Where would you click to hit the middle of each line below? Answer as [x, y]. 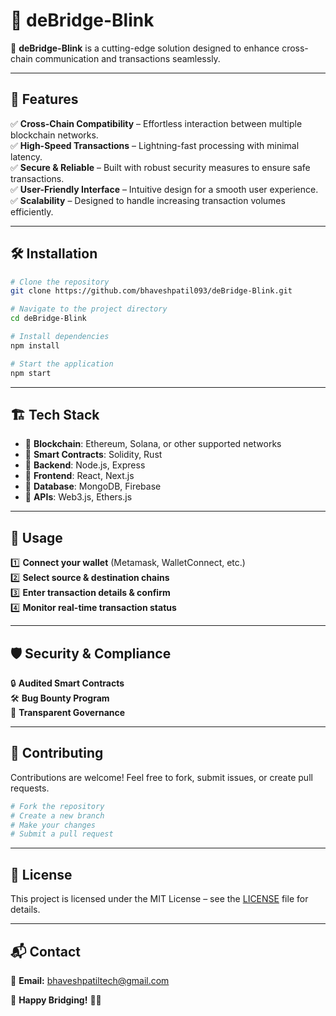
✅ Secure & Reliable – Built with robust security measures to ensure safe [160, 167]
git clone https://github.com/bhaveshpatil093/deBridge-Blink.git [151, 291]
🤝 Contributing [57, 753]
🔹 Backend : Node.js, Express [85, 465]
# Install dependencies [60, 337]
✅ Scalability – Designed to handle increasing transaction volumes [148, 200]
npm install [35, 345]
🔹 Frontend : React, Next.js [79, 476]
